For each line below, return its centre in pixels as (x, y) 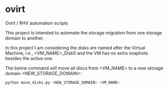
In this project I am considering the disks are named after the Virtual (75, 47)
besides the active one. (29, 58)
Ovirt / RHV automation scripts (37, 23)
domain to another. (25, 38)
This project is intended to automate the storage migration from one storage (83, 32)
